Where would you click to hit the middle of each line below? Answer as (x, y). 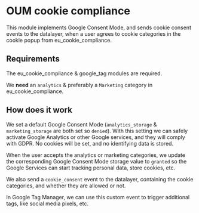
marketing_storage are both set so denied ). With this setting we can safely (97, 131)
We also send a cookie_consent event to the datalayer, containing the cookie (100, 179)
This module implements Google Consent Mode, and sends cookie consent (99, 27)
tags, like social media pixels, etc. (48, 203)
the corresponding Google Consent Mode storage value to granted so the (97, 161)
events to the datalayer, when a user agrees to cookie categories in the (94, 33)
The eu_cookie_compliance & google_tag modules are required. (84, 73)
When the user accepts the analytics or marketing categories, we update (96, 155)
